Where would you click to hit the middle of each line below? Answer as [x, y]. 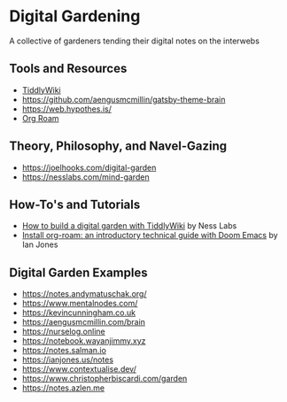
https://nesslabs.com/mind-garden [85, 177]
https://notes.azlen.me [63, 388]
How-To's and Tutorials [75, 204]
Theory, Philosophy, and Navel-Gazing [118, 147]
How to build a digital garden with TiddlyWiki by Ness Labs [129, 226]
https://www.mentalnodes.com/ [80, 304]
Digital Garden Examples [78, 272]
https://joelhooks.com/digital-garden [89, 167]
